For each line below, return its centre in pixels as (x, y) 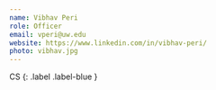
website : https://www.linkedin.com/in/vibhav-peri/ (108, 43)
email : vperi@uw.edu (48, 34)
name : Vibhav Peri (44, 18)
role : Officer (36, 26)
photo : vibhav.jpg (44, 51)
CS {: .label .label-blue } (54, 76)
